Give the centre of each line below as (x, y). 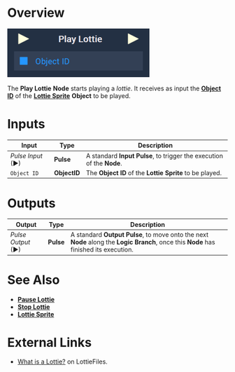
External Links (50, 342)
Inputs (26, 124)
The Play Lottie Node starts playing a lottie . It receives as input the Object (114, 88)
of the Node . (104, 163)
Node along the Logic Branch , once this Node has (143, 242)
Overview (36, 13)
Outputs (31, 203)
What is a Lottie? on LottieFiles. (63, 361)
